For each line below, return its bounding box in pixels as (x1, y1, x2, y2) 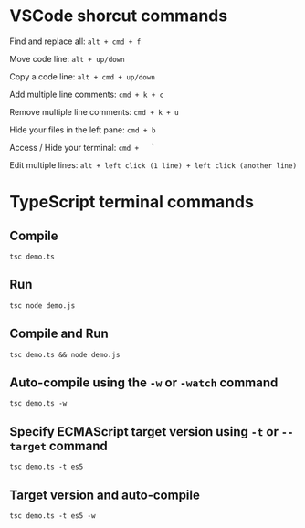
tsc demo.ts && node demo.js (9, 350, 121, 359)
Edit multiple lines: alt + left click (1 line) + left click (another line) (9, 159, 298, 170)
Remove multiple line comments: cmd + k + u (9, 106, 180, 117)
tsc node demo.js (9, 301, 76, 311)
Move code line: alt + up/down (9, 53, 125, 64)
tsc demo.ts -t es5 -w (9, 512, 96, 521)
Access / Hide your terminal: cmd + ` (9, 142, 155, 153)
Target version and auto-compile (9, 487, 201, 502)
